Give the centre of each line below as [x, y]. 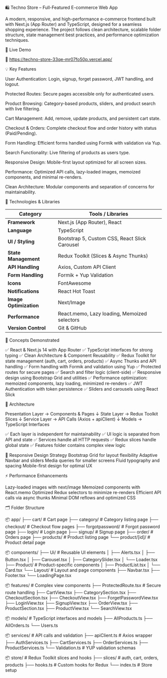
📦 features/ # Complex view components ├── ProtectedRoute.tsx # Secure [83, 585]
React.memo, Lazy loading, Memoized [102, 314]
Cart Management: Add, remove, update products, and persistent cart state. [83, 118]
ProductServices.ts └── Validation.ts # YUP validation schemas [70, 648]
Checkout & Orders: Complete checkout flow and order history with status [81, 128]
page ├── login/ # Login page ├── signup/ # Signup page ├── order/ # [79, 532]
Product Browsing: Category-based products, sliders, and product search [80, 103]
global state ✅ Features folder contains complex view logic [65, 445]
